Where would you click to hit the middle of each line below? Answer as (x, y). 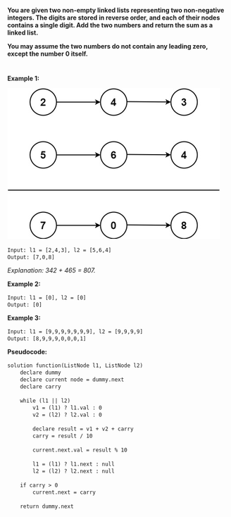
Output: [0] (25, 305)
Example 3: (24, 318)
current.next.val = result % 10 (80, 450)
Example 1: (24, 79)
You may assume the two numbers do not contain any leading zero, (108, 46)
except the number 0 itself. (48, 54)
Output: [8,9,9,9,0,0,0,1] (47, 339)
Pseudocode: (27, 352)
